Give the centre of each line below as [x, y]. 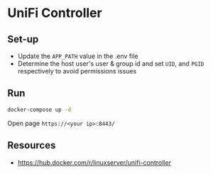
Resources [32, 145]
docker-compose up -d [39, 110]
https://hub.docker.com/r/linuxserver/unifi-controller [94, 162]
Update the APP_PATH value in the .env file [78, 56]
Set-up [23, 39]
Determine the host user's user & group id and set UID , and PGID [111, 64]
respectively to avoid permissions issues [77, 71]
